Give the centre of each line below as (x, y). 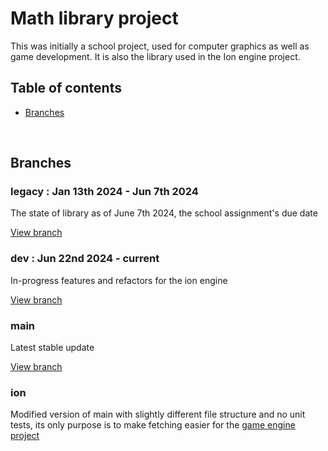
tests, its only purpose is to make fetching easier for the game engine (153, 425)
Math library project (94, 18)
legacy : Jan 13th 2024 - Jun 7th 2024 (104, 192)
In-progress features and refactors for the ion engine (119, 280)
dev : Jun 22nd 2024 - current (85, 259)
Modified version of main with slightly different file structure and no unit (158, 414)
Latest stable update (52, 348)
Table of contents (66, 88)
